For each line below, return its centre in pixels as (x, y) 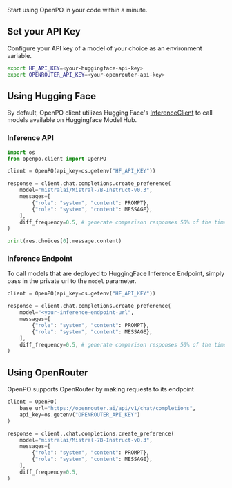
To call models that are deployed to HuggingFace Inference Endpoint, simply (116, 274)
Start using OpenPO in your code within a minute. (77, 10)
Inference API (30, 138)
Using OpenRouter (48, 372)
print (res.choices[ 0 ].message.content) (65, 241)
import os (21, 152)
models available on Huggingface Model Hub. (72, 120)
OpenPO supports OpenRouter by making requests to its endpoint (101, 389)
